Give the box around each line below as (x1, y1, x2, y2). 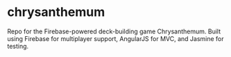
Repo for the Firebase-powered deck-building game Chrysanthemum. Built (7, 27, 221, 35)
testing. (7, 42, 29, 50)
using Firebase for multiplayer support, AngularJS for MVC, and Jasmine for (7, 34, 224, 42)
